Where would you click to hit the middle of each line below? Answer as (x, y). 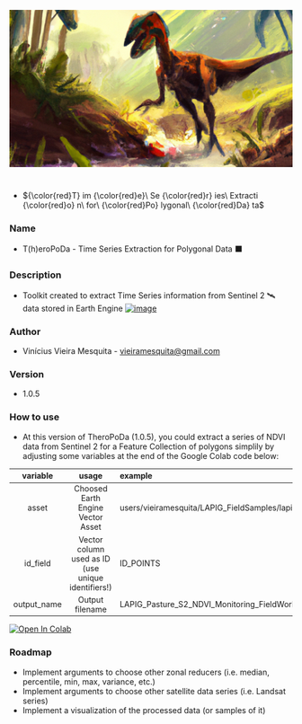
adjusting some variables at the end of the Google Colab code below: (151, 455)
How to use (35, 417)
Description (36, 275)
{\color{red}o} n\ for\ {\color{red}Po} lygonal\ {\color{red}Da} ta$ (143, 205)
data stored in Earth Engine (72, 308)
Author (25, 331)
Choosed (91, 489)
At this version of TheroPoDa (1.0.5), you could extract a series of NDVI (154, 437)
